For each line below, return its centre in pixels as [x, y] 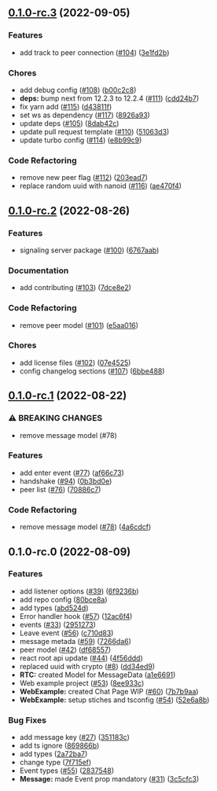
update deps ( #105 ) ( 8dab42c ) [69, 123]
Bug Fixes [28, 720]
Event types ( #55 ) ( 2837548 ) [67, 771]
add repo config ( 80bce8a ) [63, 599]
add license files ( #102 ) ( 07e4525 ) [75, 362]
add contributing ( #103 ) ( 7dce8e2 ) [75, 288]
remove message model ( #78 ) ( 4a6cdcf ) [85, 527]
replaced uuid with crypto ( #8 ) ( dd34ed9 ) [87, 666]
